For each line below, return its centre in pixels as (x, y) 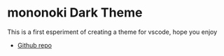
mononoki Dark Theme (75, 13)
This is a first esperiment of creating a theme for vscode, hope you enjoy (112, 32)
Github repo (35, 45)
